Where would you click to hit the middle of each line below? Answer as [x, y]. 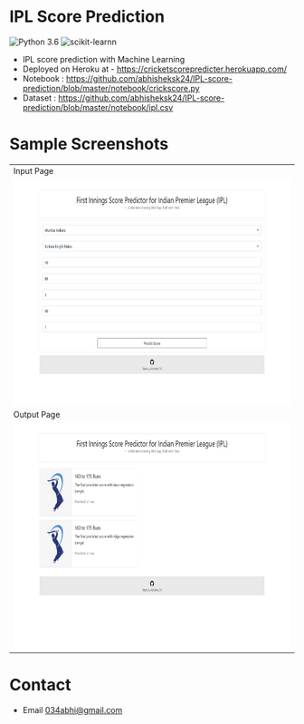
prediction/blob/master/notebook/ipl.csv [98, 107]
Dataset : [39, 98]
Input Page [33, 170]
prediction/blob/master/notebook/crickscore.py [111, 88]
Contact [40, 685]
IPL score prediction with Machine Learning [104, 59]
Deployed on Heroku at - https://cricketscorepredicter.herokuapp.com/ [155, 69]
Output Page [37, 415]
